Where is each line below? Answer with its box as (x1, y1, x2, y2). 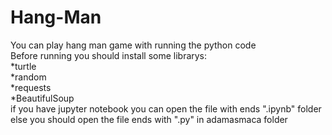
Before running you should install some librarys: (10, 49, 208, 61)
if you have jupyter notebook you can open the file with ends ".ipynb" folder (10, 102, 322, 115)
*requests (10, 81, 52, 93)
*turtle (10, 60, 37, 72)
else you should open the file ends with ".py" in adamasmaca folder (10, 113, 288, 125)
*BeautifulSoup (10, 92, 75, 104)
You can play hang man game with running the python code (10, 39, 257, 51)
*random (10, 71, 47, 83)
